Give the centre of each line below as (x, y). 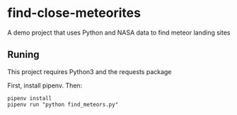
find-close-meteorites (74, 13)
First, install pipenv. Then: (45, 85)
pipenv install (30, 98)
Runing (23, 55)
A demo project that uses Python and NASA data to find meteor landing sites (119, 32)
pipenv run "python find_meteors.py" (63, 104)
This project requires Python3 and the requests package (89, 71)
